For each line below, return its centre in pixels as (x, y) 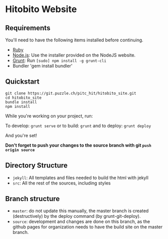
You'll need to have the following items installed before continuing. (74, 40)
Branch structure (33, 199)
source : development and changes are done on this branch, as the (81, 222)
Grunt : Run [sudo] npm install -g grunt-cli (60, 61)
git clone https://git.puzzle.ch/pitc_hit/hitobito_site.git (71, 93)
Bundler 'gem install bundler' (42, 66)
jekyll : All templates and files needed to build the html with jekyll (80, 177)
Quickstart (22, 82)
